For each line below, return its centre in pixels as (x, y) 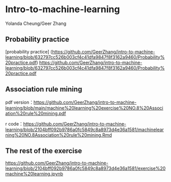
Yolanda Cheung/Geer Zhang (36, 23)
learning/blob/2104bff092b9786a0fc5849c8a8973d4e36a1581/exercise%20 (85, 168)
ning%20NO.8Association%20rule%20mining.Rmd (59, 135)
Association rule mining (44, 89)
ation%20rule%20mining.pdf (36, 113)
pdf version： (20, 102)
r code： (15, 124)
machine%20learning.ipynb (34, 174)
